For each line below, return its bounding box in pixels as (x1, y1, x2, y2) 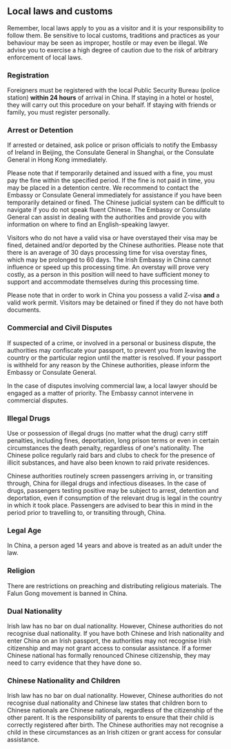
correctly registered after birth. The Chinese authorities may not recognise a (7, 721, 224, 729)
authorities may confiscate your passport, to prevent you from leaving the (7, 346, 217, 354)
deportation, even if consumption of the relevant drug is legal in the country (7, 494, 222, 502)
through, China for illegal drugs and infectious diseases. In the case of (7, 479, 207, 487)
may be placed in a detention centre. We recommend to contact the (7, 184, 199, 192)
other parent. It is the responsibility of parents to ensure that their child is (7, 714, 214, 722)
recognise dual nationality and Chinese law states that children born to (7, 699, 208, 707)
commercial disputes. (7, 396, 68, 405)
